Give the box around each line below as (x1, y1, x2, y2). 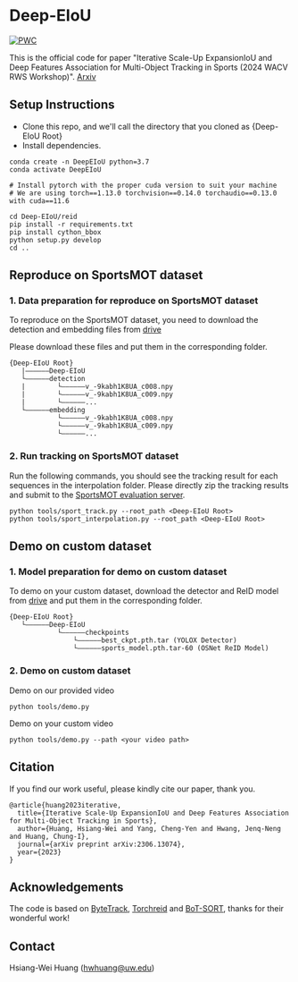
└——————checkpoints (56, 628, 129, 638)
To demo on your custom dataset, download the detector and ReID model (9, 586, 279, 597)
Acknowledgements (9, 879, 124, 894)
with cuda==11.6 (9, 196, 70, 206)
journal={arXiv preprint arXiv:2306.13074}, (17, 840, 186, 849)
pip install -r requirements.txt (9, 220, 134, 229)
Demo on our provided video (9, 685, 114, 696)
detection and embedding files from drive (9, 324, 162, 335)
